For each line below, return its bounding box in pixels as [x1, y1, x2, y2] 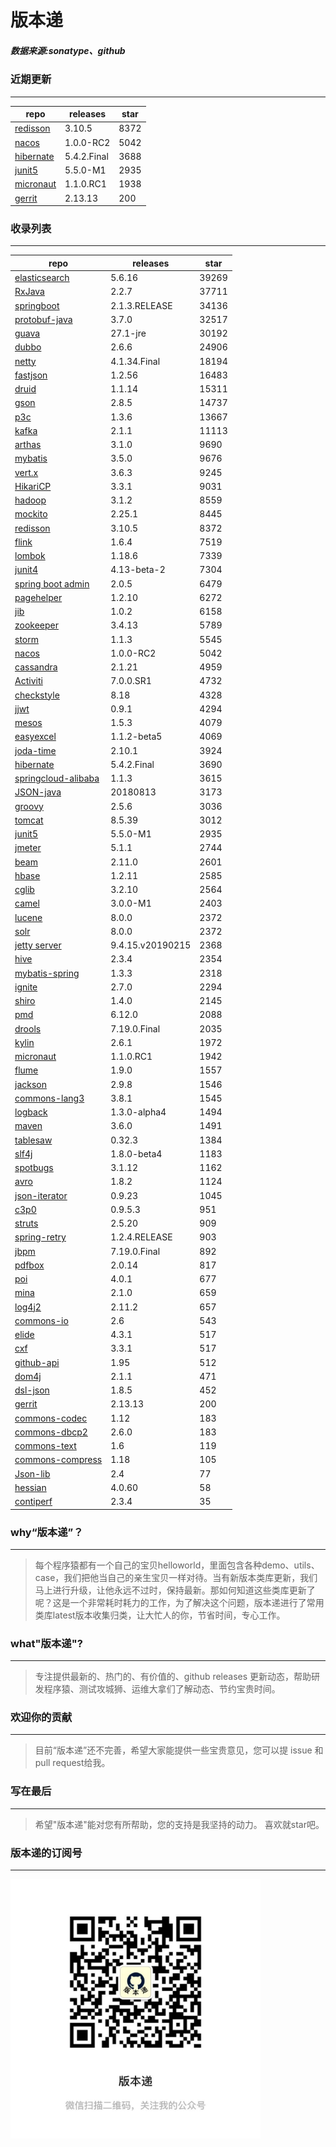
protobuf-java [14, 313, 73, 325]
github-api [14, 1356, 60, 1368]
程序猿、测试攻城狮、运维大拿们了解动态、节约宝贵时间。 [43, 1683, 281, 1695]
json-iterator [14, 1189, 68, 1201]
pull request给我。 [34, 1757, 111, 1769]
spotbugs [14, 1162, 54, 1174]
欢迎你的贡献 [10, 1711, 73, 1725]
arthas [14, 439, 42, 451]
